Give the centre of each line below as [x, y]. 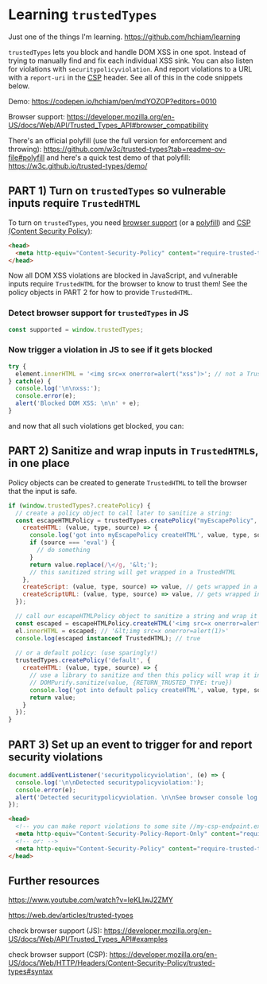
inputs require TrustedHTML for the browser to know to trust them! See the [128, 284]
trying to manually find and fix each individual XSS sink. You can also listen [131, 60]
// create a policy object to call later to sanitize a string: [124, 513]
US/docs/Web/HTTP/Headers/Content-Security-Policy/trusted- [112, 963]
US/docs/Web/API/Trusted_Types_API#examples [88, 939]
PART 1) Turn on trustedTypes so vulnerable [117, 191]
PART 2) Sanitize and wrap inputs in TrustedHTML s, [133, 451]
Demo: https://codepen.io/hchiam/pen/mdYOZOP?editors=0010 [112, 101]
